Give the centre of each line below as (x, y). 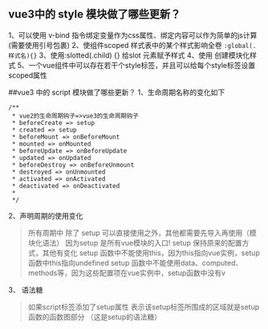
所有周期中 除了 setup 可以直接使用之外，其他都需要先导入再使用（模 (142, 233)
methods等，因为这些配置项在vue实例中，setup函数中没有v (127, 273)
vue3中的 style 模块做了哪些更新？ (95, 14)
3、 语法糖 (26, 290)
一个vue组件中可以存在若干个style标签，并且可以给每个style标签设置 (142, 65)
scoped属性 (28, 75)
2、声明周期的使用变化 (46, 215)
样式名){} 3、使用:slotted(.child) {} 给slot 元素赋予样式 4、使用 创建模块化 (129, 55)
